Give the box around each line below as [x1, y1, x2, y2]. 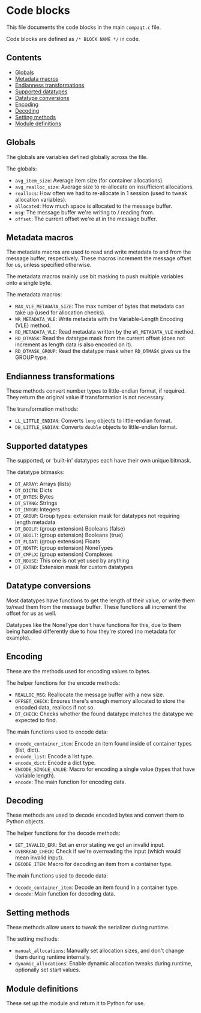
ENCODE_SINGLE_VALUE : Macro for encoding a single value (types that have [14, 765, 195, 773]
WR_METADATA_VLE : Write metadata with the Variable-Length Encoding [14, 316, 184, 323]
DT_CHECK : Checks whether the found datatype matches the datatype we [14, 710, 193, 717]
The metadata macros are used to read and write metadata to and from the [6, 248, 191, 256]
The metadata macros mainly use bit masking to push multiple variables [6, 273, 184, 280]
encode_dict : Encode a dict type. [14, 759, 96, 766]
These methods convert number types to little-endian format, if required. [6, 387, 186, 394]
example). [6, 634, 31, 641]
